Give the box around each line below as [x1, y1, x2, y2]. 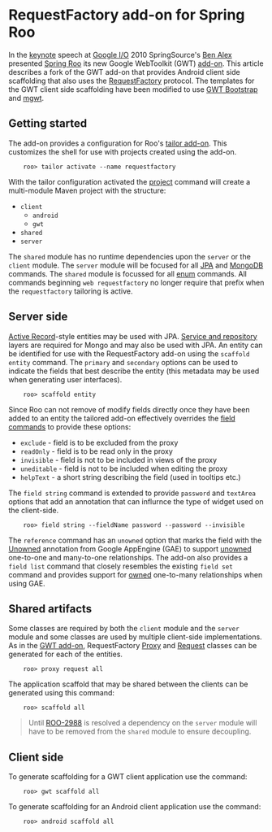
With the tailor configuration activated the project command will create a [8, 176, 251, 186]
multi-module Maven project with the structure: [8, 185, 166, 195]
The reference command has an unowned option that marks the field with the [8, 535, 262, 545]
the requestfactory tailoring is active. [8, 286, 133, 296]
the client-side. [8, 505, 59, 515]
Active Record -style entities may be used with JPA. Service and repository [8, 331, 257, 341]
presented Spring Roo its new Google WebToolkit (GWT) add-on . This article [8, 59, 264, 68]
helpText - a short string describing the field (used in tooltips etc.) [19, 472, 241, 481]
